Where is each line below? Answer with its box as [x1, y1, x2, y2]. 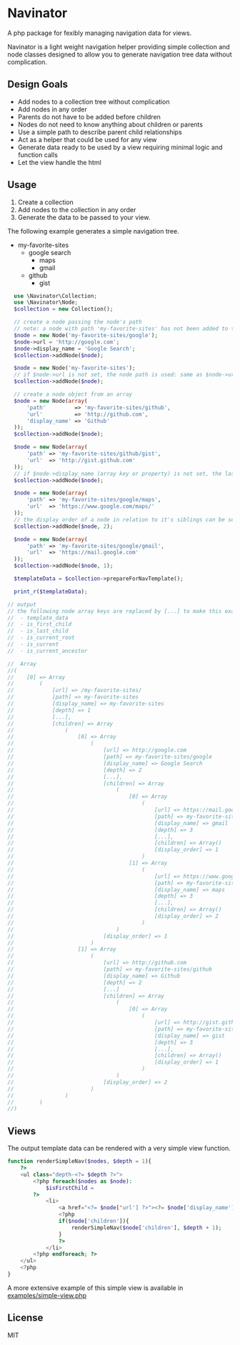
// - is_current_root [7, 634, 75, 641]
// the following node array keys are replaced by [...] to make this [7, 607, 222, 615]
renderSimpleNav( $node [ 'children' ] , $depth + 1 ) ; [71, 1224, 222, 1231]
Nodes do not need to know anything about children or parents [17, 120, 204, 129]
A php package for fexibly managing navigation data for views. [7, 29, 192, 37]
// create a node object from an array [14, 391, 133, 398]
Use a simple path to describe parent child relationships [17, 127, 182, 136]
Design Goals [7, 79, 68, 91]
